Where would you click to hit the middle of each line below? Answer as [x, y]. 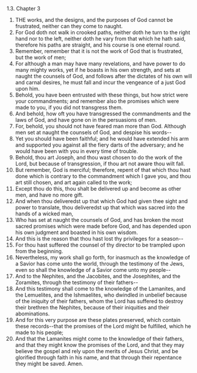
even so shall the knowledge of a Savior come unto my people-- [93, 270]
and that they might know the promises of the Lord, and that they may [100, 345]
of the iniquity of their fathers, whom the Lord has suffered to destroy [99, 301]
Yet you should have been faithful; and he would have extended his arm [102, 139]
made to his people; [39, 332]
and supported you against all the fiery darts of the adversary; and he [99, 145]
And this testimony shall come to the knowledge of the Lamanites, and [100, 289]
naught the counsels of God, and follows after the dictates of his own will [103, 76]
